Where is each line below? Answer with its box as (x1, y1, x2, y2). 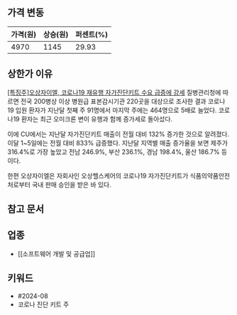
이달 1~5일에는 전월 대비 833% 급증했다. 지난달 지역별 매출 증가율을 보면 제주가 (7, 138, 228, 147)
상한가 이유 (7, 68, 53, 80)
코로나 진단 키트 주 (17, 300, 70, 309)
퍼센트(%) (75, 29, 109, 39)
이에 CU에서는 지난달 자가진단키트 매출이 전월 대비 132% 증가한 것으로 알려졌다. (7, 130, 229, 138)
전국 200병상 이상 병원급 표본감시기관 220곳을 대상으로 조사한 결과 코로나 (20, 96, 226, 105)
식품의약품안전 (189, 171, 231, 179)
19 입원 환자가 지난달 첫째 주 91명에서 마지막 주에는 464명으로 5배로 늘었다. (7, 106, 217, 114)
